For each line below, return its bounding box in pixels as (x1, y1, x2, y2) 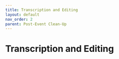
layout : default (5, 12, 39, 17)
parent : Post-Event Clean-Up (5, 21, 67, 27)
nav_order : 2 (5, 17, 33, 22)
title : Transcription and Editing (5, 7, 78, 13)
